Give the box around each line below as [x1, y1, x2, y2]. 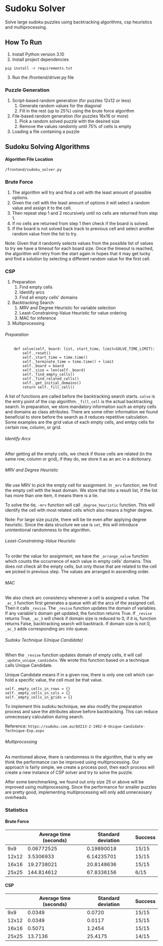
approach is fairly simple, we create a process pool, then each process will [5, 764, 155, 770]
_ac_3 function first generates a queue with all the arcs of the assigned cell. [5, 600, 156, 606]
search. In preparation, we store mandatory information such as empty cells [5, 404, 157, 409]
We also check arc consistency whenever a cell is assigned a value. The [5, 595, 149, 601]
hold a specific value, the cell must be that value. [5, 677, 103, 683]
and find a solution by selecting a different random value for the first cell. [5, 256, 151, 261]
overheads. [5, 794, 28, 800]
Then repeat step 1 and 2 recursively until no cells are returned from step [12, 210, 158, 216]
